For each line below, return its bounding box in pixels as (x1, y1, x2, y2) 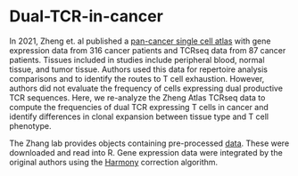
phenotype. (9, 120, 52, 131)
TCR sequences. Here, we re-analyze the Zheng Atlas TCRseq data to (9, 92, 266, 103)
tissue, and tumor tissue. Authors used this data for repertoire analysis (9, 64, 268, 75)
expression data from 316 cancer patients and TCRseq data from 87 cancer (9, 44, 286, 55)
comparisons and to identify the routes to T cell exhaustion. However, (9, 73, 265, 84)
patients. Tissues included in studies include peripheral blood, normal (9, 54, 265, 65)
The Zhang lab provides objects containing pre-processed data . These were (9, 138, 290, 148)
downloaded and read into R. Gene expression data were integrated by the (9, 147, 283, 157)
